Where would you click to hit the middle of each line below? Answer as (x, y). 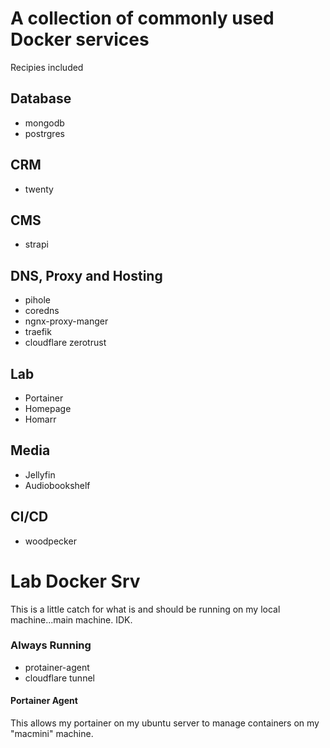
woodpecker (50, 541)
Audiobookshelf (57, 485)
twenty (39, 189)
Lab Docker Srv (75, 581)
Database (41, 98)
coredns (42, 311)
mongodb (44, 123)
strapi (36, 244)
